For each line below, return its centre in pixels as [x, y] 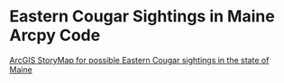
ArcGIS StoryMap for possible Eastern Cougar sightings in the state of [139, 60]
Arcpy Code [55, 35]
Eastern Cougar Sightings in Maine [142, 17]
